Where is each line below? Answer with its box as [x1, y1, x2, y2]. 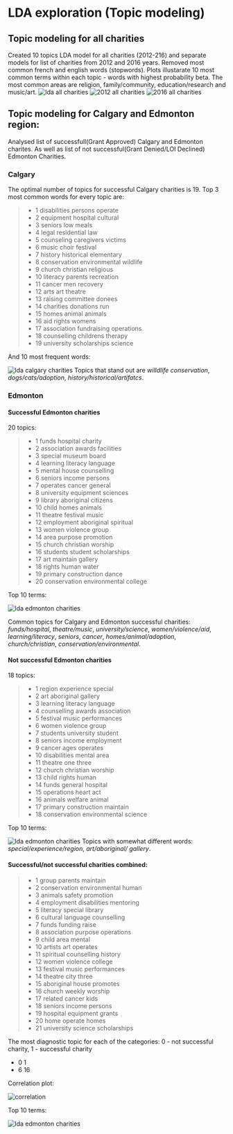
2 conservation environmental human [35, 883, 142, 891]
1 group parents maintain [35, 876, 106, 884]
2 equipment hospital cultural [35, 213, 119, 222]
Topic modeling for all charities [8, 33, 145, 44]
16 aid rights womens [35, 317, 96, 325]
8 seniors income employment [35, 736, 122, 745]
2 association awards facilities [35, 444, 122, 453]
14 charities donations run [35, 302, 110, 311]
